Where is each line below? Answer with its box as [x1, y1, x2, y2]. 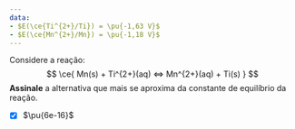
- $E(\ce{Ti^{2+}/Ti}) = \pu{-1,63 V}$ [9, 22, 161, 31]
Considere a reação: [9, 55, 85, 66]
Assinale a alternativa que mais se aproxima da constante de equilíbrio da [9, 83, 287, 94]
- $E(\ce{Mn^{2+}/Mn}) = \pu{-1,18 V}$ [9, 30, 161, 39]
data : [9, 13, 30, 23]
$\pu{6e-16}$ [22, 110, 74, 121]
